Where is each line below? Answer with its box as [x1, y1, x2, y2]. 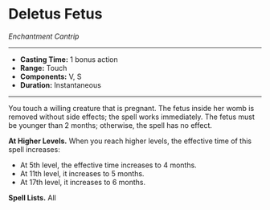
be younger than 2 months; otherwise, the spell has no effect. [8, 120, 213, 130]
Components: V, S [19, 72, 82, 81]
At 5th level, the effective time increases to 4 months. [19, 160, 197, 170]
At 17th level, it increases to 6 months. [19, 177, 146, 187]
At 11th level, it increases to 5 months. [19, 168, 145, 178]
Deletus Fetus [8, 5, 103, 23]
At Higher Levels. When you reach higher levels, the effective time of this [8, 136, 252, 146]
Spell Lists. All [8, 192, 56, 202]
